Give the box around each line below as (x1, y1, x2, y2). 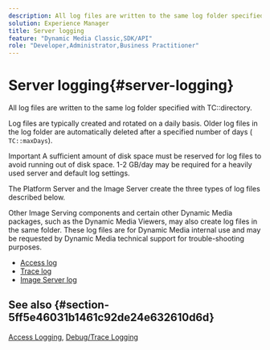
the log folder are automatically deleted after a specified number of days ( (8, 127, 253, 137)
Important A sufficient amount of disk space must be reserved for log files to (8, 151, 262, 161)
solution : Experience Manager (8, 19, 110, 27)
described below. (8, 192, 66, 202)
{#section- (54, 299, 110, 312)
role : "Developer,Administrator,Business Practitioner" (8, 42, 199, 50)
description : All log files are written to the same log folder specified (8, 11, 264, 20)
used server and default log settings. (8, 168, 130, 178)
